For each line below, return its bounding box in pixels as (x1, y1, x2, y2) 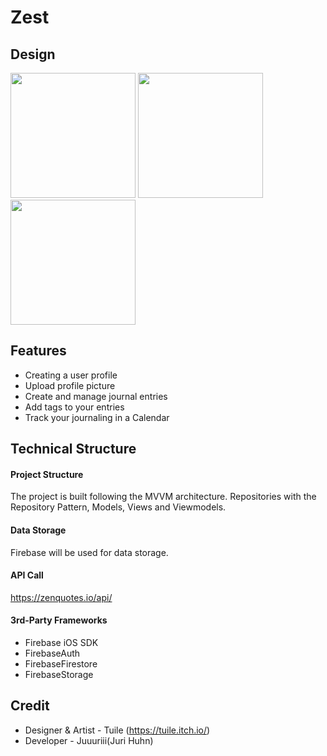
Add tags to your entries (24, 401, 125, 413)
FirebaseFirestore (24, 658, 98, 670)
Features (10, 342, 67, 360)
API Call (10, 569, 44, 581)
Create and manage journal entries (24, 390, 168, 402)
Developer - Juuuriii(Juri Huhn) (24, 734, 154, 746)
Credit (10, 697, 50, 715)
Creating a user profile (24, 369, 118, 381)
